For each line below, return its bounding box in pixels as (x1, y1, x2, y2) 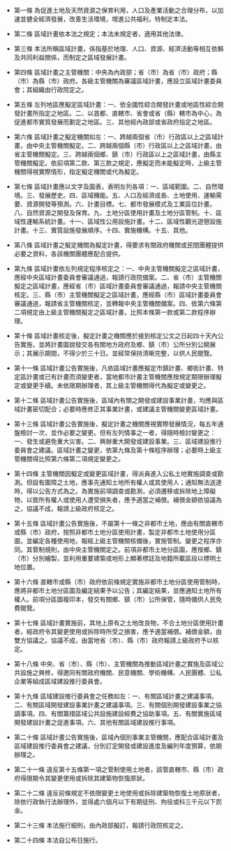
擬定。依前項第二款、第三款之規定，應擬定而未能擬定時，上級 (32, 159, 210, 167)
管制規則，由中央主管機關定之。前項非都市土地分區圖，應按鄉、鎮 (32, 545, 222, 554)
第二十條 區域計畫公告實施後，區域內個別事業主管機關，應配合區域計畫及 (13, 733, 224, 741)
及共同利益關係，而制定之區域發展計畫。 (13, 53, 131, 61)
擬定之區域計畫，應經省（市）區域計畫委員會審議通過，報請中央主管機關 (13, 282, 222, 290)
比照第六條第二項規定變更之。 (38, 454, 124, 463)
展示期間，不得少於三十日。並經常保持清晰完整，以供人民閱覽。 (32, 349, 216, 357)
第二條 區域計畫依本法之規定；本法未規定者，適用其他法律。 (13, 30, 187, 38)
